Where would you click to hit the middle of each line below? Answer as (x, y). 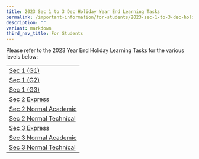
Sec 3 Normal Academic (43, 138)
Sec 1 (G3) (25, 90)
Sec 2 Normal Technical (42, 119)
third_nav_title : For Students (45, 34)
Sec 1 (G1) (25, 70)
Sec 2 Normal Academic (43, 109)
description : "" (26, 22)
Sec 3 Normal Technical (42, 147)
